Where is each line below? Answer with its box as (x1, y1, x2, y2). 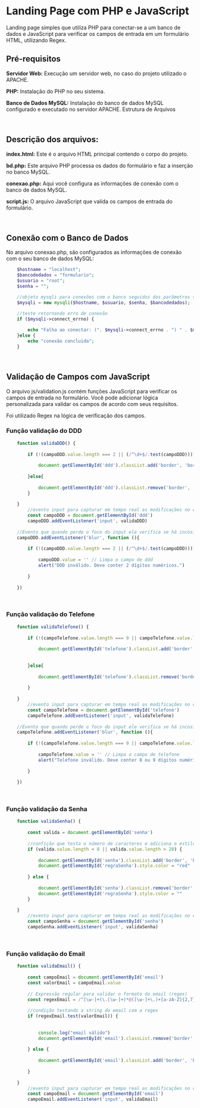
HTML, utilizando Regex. (6, 36, 67, 44)
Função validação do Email (6, 949, 85, 958)
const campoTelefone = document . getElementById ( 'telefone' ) (27, 707, 180, 713)
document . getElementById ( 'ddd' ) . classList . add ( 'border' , (37, 463, 183, 469)
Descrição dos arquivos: (6, 134, 99, 144)
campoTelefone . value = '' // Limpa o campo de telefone (37, 751, 180, 758)
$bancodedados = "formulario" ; (17, 272, 95, 278)
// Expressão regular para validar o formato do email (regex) (27, 991, 187, 997)
